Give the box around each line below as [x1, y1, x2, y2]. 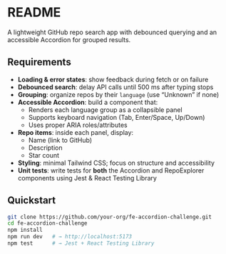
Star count [28, 151, 59, 159]
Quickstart [7, 194, 56, 207]
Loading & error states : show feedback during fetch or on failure [17, 75, 209, 83]
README [7, 4, 61, 21]
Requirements [7, 56, 71, 68]
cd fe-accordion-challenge [7, 220, 88, 227]
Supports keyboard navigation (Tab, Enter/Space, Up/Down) [28, 113, 205, 121]
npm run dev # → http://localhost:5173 [7, 233, 133, 240]
